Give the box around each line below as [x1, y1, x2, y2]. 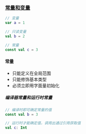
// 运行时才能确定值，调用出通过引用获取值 [5, 121, 81, 126]
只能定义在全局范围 [12, 70, 51, 76]
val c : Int [5, 125, 27, 131]
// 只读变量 [5, 29, 27, 34]
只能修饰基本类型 [12, 76, 47, 82]
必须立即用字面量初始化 [12, 82, 60, 88]
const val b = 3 [5, 112, 38, 117]
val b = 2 [5, 33, 25, 39]
